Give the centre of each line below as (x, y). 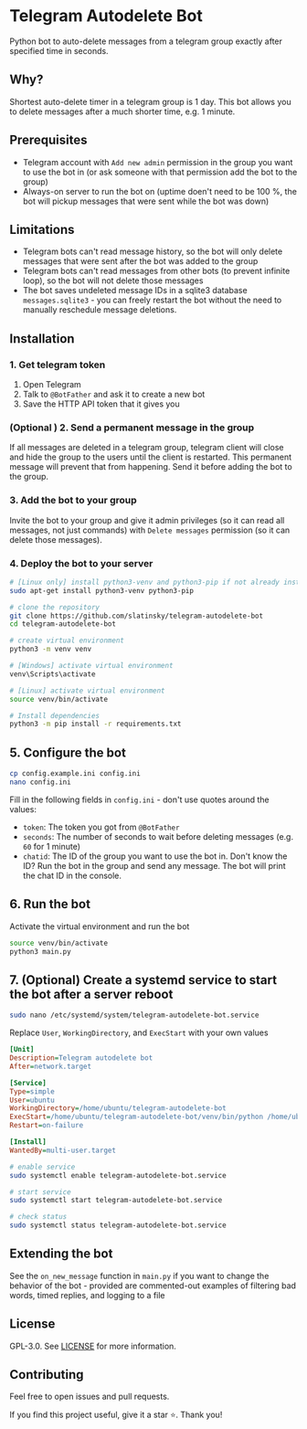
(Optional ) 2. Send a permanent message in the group (132, 428)
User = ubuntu (32, 1100)
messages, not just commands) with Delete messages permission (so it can (150, 530)
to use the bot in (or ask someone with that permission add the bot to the (160, 172)
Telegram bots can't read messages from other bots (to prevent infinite (156, 271)
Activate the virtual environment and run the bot (100, 926)
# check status (38, 1217)
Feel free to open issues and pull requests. (90, 1397)
